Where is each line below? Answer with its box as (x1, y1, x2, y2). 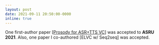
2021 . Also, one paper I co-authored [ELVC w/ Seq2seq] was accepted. (5, 34, 150, 40)
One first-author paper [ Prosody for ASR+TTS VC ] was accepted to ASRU (5, 30, 155, 35)
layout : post (5, 7, 32, 12)
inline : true (5, 16, 32, 21)
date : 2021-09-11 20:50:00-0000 (5, 12, 71, 16)
